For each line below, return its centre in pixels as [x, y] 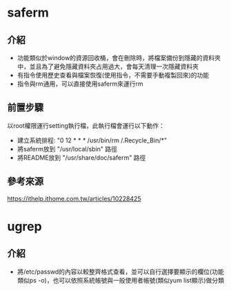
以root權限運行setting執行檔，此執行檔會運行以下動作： [86, 125]
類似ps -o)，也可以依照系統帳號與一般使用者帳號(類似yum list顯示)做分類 [120, 280]
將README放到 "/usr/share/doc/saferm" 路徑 [81, 158]
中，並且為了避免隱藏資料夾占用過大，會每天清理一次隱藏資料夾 [108, 66]
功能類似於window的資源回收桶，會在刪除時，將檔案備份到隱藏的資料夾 [119, 58]
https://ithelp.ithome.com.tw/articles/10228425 [74, 198]
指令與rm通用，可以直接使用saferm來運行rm [80, 84]
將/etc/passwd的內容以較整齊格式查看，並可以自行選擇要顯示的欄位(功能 [120, 272]
